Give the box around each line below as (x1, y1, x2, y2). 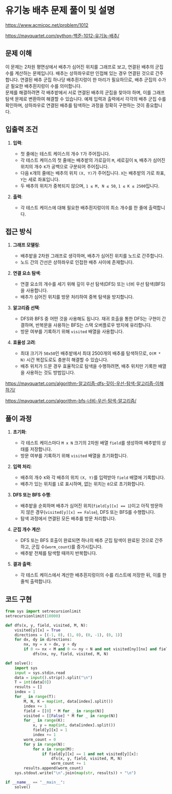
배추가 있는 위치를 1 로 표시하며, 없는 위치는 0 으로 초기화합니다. (20, 481, 145, 487)
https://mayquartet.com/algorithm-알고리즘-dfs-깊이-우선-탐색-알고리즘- (5, 380, 156, 386)
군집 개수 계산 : (12, 527, 41, 533)
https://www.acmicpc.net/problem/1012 (5, 22, 89, 28)
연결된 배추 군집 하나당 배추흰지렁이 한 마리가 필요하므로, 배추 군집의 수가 (20, 76, 166, 83)
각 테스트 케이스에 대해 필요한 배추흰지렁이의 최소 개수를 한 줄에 (20, 204, 147, 210)
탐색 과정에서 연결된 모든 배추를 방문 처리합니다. (20, 515, 116, 521)
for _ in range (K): (24, 718, 66, 723)
